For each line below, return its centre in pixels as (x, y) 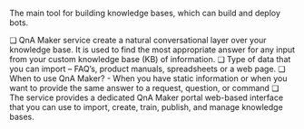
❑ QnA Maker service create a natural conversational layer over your (138, 40)
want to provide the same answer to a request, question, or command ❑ (144, 88)
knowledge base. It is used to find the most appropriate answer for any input (152, 50)
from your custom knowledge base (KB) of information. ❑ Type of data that (150, 59)
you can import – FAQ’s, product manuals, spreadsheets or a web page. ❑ (147, 69)
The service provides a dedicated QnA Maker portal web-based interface (147, 97)
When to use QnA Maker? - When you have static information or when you (148, 78)
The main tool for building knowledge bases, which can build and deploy (145, 13)
